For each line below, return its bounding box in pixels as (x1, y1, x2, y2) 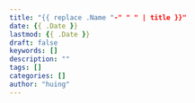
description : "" (9, 55, 70, 64)
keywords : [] (9, 47, 58, 56)
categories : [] (9, 72, 66, 81)
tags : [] (9, 64, 42, 73)
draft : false (9, 38, 58, 47)
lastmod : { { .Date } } (9, 30, 91, 39)
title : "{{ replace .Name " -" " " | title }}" (9, 13, 187, 22)
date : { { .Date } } (9, 21, 78, 30)
